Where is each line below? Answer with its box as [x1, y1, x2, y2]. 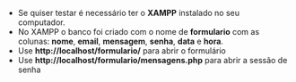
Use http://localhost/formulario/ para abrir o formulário [17, 45, 226, 56]
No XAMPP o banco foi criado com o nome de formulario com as [17, 27, 260, 37]
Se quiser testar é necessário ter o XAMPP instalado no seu [17, 8, 240, 18]
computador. [17, 17, 65, 28]
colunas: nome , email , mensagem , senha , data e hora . [17, 36, 224, 46]
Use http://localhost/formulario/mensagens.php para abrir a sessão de [17, 55, 288, 65]
